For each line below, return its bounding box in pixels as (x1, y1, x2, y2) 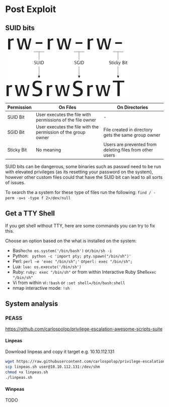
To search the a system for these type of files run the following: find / (5, 189, 151, 195)
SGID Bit (7, 129, 25, 135)
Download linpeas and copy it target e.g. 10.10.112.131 (5, 349, 115, 355)
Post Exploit (5, 4, 56, 15)
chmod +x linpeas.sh (5, 370, 49, 375)
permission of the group (36, 129, 86, 135)
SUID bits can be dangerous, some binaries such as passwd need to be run (5, 163, 161, 169)
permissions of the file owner (36, 117, 97, 123)
